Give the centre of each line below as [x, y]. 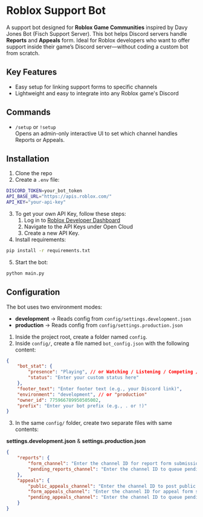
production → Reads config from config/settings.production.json [99, 325]
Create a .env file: [37, 180]
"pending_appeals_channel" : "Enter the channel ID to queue [105, 498]
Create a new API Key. [52, 233]
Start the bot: [31, 262]
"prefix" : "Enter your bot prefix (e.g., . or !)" [82, 406]
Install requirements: [40, 239]
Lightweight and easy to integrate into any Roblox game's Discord [97, 93]
